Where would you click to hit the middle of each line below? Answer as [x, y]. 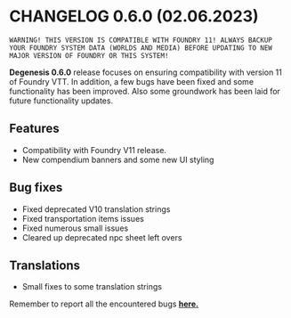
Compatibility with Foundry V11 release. [94, 150]
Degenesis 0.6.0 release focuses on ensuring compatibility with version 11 [146, 72]
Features [34, 129]
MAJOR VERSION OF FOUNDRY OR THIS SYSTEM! [89, 55]
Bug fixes [36, 188]
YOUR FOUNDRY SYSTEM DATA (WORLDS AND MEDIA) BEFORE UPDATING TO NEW [141, 48]
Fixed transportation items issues [83, 218]
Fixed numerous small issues [75, 228]
